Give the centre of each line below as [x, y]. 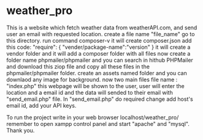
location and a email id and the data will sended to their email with [90, 92]
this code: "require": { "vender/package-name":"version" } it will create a [98, 47]
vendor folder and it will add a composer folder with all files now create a [98, 53]
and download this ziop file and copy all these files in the [78, 66]
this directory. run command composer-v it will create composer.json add [99, 40]
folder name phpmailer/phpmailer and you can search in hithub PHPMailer [100, 60]
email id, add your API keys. [41, 105]
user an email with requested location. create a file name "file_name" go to [101, 34]
